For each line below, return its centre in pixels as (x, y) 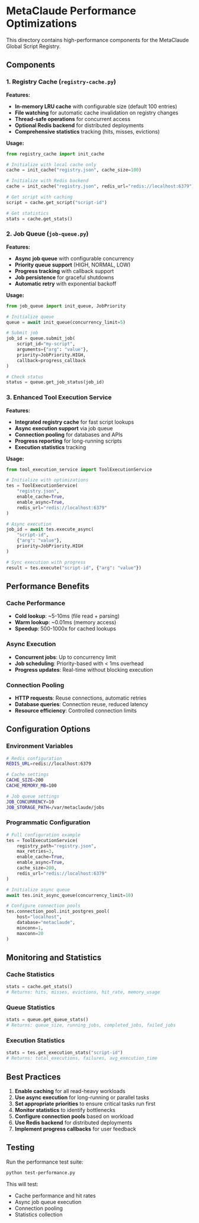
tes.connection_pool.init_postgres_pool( (58, 911)
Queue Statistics (31, 1007)
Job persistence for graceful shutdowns (64, 277)
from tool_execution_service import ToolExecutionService (79, 469)
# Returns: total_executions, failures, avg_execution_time (82, 1058)
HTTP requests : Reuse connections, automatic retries (81, 698)
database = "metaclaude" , (46, 923)
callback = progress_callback (51, 360)
